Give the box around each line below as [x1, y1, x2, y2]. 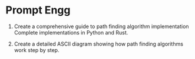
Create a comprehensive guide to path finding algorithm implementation [14, 23, 189, 30]
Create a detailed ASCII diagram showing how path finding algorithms [14, 40, 184, 47]
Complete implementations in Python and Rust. [14, 29, 128, 36]
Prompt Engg [5, 4, 71, 17]
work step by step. [14, 46, 60, 53]
